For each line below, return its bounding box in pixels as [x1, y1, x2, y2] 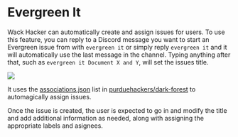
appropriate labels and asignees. [7, 121, 103, 130]
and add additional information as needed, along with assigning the [7, 114, 205, 122]
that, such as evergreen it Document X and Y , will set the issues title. [7, 57, 209, 66]
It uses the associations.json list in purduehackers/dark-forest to [7, 84, 196, 93]
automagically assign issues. [7, 92, 92, 101]
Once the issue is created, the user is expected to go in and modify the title [7, 106, 227, 114]
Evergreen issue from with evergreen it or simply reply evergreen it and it [7, 43, 227, 51]
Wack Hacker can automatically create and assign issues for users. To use [7, 28, 225, 36]
